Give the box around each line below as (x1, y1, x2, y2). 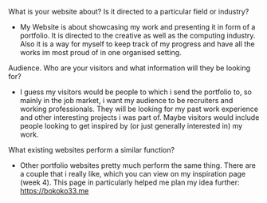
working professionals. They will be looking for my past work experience (19, 104, 259, 113)
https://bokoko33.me (19, 186, 89, 195)
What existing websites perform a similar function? (8, 145, 175, 154)
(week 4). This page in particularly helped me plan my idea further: (19, 177, 241, 187)
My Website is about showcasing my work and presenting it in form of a (19, 22, 256, 31)
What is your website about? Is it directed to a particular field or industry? (8, 7, 249, 16)
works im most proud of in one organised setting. (19, 48, 182, 57)
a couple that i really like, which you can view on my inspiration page (19, 169, 245, 178)
